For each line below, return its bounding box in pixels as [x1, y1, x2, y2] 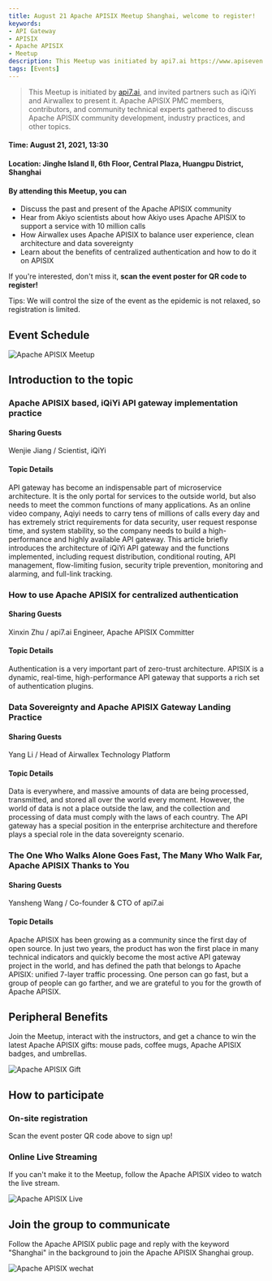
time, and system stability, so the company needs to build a [8, 526, 207, 535]
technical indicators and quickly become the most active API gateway [8, 952, 241, 962]
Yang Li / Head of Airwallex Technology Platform [8, 750, 171, 760]
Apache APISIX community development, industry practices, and [28, 113, 246, 123]
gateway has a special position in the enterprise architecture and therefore [8, 821, 258, 831]
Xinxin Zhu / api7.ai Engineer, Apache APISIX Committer [8, 627, 195, 637]
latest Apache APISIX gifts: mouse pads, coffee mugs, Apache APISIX [8, 1041, 242, 1050]
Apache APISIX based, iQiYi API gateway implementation [8, 397, 239, 409]
